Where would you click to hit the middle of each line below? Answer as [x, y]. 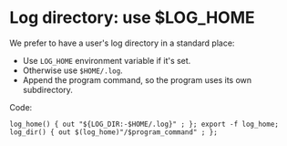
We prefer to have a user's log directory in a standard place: [122, 43]
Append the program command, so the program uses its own [137, 79]
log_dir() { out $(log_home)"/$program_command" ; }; [114, 132]
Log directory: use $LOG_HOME [132, 18]
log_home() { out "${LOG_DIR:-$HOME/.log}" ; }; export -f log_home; [144, 124]
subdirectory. [47, 89]
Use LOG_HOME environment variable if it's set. [107, 60]
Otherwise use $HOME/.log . [72, 70]
